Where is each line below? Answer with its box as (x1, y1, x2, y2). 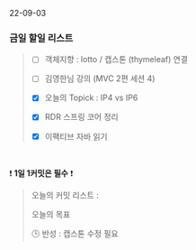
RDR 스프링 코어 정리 (44, 112, 119, 123)
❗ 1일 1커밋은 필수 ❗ (9, 167, 74, 179)
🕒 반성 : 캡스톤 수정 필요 (31, 227, 119, 238)
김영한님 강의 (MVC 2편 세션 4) (44, 73, 156, 84)
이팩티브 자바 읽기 (44, 131, 108, 142)
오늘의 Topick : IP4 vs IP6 (44, 92, 138, 103)
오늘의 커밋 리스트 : (31, 190, 99, 200)
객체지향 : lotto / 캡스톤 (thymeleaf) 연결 (44, 54, 189, 65)
